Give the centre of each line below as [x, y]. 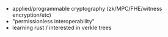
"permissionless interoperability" [53, 21]
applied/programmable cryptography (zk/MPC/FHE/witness [87, 9]
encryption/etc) [32, 15]
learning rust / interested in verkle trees [62, 27]
